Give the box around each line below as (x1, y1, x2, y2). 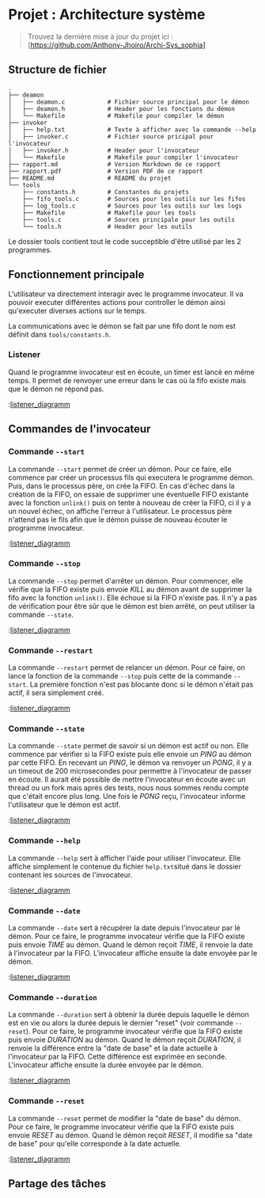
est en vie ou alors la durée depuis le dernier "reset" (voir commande (8, 1018, 233, 1028)
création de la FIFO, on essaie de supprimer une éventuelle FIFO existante (8, 489, 249, 499)
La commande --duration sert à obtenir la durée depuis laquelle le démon (8, 1010, 249, 1019)
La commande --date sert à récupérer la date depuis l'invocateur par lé (8, 923, 241, 933)
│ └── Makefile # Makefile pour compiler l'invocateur (8, 153, 239, 162)
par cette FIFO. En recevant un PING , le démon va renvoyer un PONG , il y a (8, 758, 252, 767)
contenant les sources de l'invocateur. (8, 869, 133, 880)
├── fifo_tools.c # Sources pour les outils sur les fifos (22, 195, 246, 203)
